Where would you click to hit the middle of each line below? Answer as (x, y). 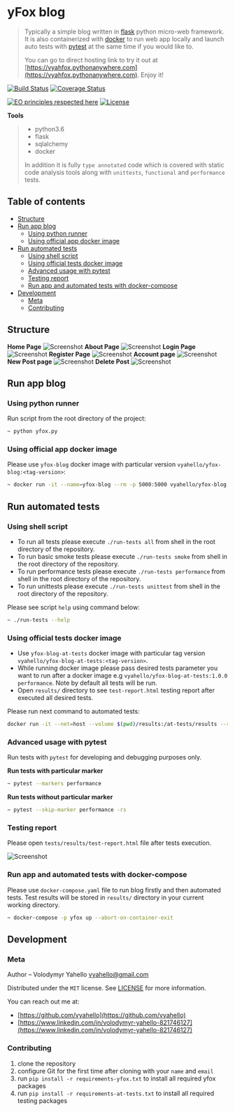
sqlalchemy (51, 143)
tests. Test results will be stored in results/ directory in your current (106, 897)
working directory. (34, 905)
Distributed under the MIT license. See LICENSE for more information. (107, 988)
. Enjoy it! (151, 75)
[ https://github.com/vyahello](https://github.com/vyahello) (102, 1015)
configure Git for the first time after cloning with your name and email (115, 1071)
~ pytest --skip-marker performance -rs (67, 810)
